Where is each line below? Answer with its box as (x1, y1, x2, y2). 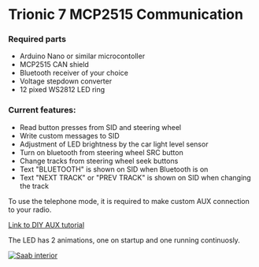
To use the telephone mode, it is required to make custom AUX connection (8, 196, 250, 206)
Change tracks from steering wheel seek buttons (19, 156, 179, 165)
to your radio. (8, 205, 52, 214)
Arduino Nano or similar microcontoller (19, 51, 146, 61)
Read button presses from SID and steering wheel (19, 122, 182, 132)
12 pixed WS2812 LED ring (19, 85, 105, 95)
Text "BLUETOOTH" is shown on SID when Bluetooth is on (19, 164, 209, 174)
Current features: (8, 105, 76, 116)
